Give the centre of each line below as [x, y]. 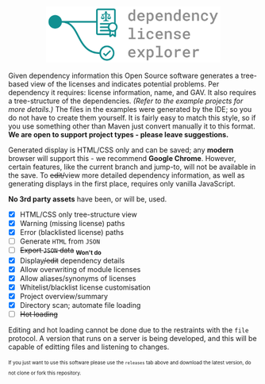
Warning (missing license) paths [72, 223]
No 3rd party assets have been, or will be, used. [88, 199]
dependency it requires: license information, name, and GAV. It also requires [132, 92]
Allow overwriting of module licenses [80, 269]
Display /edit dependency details [72, 260]
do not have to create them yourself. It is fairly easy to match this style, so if [132, 117]
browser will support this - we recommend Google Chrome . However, [122, 158]
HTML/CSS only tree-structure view [78, 214]
